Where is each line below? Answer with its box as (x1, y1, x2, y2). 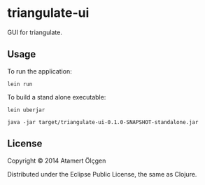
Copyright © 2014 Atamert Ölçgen (7, 156, 106, 165)
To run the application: (7, 67, 72, 75)
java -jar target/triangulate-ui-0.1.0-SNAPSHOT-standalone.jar (7, 118, 199, 125)
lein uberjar (7, 107, 45, 114)
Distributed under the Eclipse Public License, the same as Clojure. (7, 170, 197, 178)
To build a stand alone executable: (7, 92, 106, 101)
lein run (7, 81, 33, 88)
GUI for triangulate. (7, 28, 63, 36)
